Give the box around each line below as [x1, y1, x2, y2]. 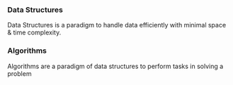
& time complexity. [7, 28, 62, 37]
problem [7, 69, 32, 78]
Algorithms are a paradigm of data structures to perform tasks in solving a [7, 62, 224, 70]
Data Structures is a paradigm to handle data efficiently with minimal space [7, 21, 227, 30]
